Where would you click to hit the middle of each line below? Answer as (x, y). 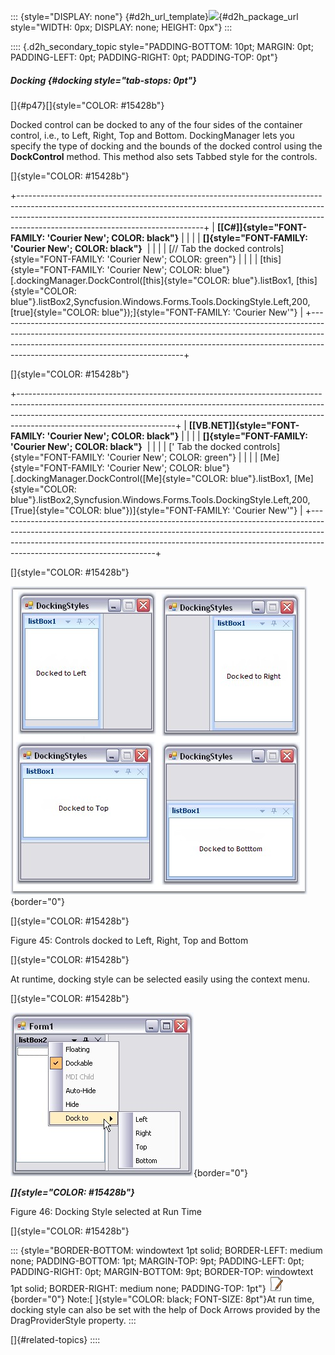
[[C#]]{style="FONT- (261, 227)
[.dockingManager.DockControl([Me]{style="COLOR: (119, 478)
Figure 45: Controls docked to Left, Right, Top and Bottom (129, 940)
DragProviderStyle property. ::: (73, 1320)
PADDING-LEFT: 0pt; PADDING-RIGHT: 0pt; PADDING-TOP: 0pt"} (144, 57)
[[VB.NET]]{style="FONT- (244, 425)
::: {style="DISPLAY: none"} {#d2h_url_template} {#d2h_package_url (154, 16)
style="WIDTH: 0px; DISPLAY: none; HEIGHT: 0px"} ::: (121, 27)
